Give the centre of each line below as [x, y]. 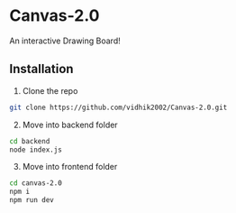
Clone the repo [50, 90]
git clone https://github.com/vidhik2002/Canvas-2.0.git [118, 107]
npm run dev [32, 200]
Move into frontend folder [70, 167]
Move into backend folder [70, 125]
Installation [41, 69]
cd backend [30, 141]
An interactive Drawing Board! [65, 41]
